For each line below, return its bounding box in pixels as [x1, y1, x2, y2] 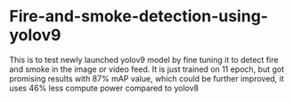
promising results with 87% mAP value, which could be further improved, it [9, 73, 285, 83]
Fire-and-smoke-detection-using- [9, 6, 269, 27]
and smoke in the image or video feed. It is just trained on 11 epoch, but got [9, 64, 285, 75]
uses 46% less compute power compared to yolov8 [9, 82, 199, 93]
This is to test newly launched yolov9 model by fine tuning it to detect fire [9, 54, 279, 65]
